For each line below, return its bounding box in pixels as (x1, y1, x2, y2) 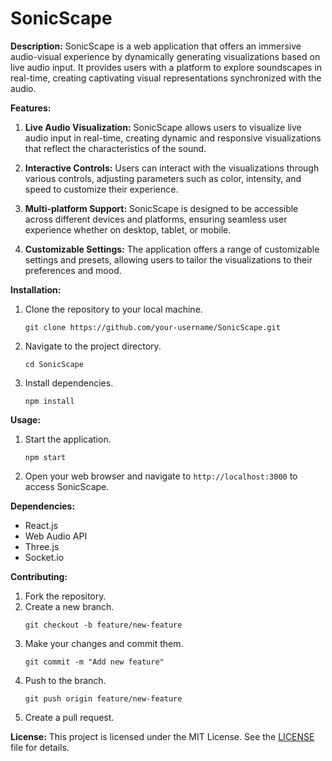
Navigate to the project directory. (24, 340, 162, 352)
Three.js (24, 540, 60, 552)
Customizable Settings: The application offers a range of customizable (24, 243, 320, 255)
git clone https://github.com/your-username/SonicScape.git (24, 322, 281, 332)
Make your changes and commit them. (24, 637, 184, 649)
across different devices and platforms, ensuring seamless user (24, 213, 288, 225)
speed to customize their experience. (24, 183, 179, 195)
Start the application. (24, 433, 112, 445)
